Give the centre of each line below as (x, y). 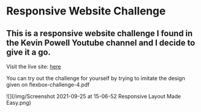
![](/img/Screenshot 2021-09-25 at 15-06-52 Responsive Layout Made (94, 96)
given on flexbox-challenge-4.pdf (48, 85)
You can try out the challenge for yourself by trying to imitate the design (96, 78)
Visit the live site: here (34, 67)
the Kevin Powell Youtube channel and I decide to (101, 42)
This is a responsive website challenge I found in (100, 33)
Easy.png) (19, 103)
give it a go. (29, 52)
